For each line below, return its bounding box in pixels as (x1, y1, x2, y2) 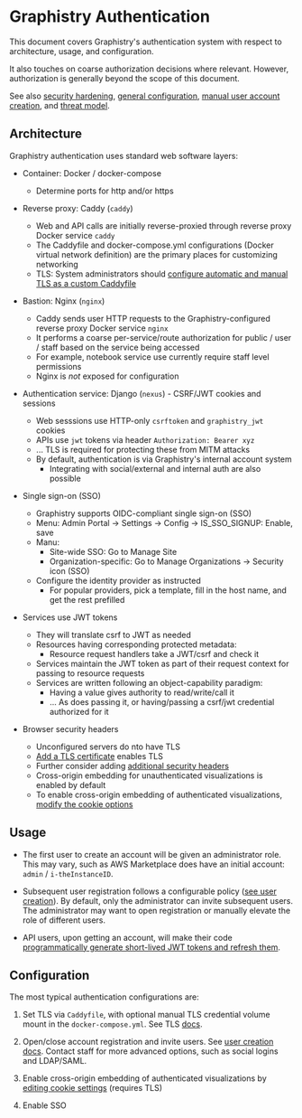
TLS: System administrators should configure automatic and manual (35, 268, 288, 279)
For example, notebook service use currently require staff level (35, 351, 270, 362)
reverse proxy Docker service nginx (35, 323, 169, 334)
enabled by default (35, 779, 106, 790)
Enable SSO (22, 1100, 68, 1111)
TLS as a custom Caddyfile (35, 277, 137, 288)
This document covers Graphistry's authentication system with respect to (9, 36, 282, 47)
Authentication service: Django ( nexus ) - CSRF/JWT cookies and (22, 388, 261, 399)
